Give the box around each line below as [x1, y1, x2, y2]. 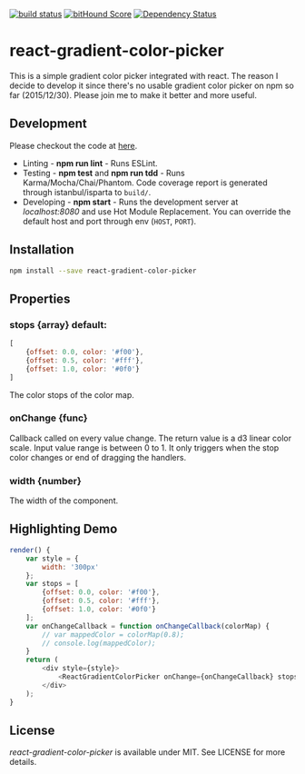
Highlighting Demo [9, 521, 118, 537]
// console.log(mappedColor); [42, 639, 156, 648]
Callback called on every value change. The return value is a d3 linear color [9, 432, 292, 443]
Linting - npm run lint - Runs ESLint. [22, 157, 158, 168]
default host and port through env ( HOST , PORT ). [22, 215, 197, 226]
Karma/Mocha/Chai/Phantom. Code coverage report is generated [22, 177, 268, 188]
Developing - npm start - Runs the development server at [22, 196, 239, 207]
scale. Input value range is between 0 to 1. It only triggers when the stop [9, 442, 280, 453]
